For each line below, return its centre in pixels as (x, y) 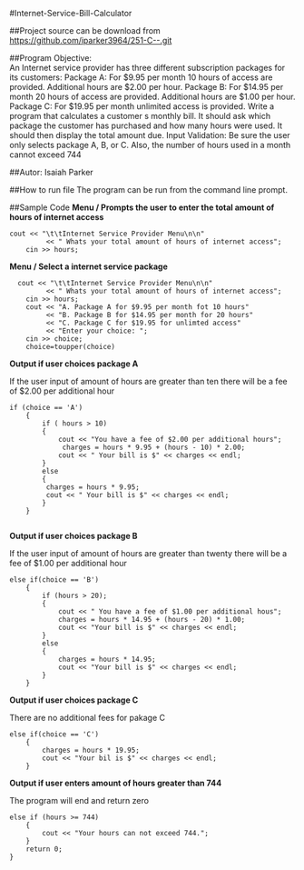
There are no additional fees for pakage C (88, 718)
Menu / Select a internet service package (88, 266)
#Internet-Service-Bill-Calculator (71, 13)
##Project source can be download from (85, 30)
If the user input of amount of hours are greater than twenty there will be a (148, 553)
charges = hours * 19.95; (91, 750)
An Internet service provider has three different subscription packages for (147, 68)
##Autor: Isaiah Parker (51, 172)
